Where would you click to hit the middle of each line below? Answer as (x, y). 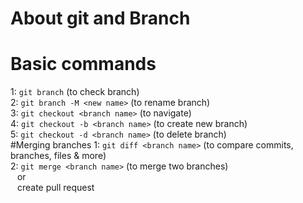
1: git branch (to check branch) (75, 92)
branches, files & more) (58, 156)
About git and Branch (100, 18)
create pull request (55, 188)
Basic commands (83, 64)
